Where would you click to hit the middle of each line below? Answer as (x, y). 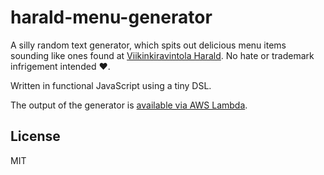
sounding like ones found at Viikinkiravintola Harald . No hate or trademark (162, 55)
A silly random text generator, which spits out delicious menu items (148, 45)
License (35, 136)
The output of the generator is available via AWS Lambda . (129, 105)
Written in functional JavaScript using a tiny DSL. (111, 85)
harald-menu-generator (111, 17)
